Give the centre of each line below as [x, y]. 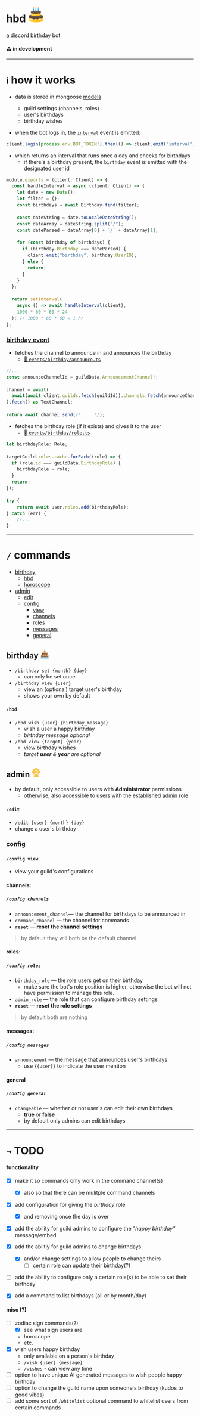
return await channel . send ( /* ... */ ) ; [56, 415]
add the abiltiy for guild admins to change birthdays [78, 1247]
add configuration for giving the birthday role [70, 1205]
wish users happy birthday [47, 1349]
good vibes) [29, 1395]
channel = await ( [28, 390]
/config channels [28, 899]
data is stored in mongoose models [58, 97]
